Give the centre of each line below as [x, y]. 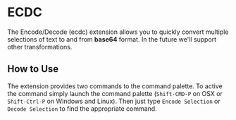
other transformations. [40, 47]
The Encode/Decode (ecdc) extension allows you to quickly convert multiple [118, 32]
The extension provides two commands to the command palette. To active [115, 86]
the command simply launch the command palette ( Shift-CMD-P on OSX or [115, 93]
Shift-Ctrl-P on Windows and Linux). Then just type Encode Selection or [114, 101]
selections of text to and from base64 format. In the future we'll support [112, 39]
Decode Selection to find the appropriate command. [82, 108]
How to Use [33, 69]
